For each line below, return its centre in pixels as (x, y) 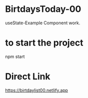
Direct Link (28, 76)
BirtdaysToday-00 (43, 9)
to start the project (44, 43)
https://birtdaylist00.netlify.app (37, 90)
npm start (15, 56)
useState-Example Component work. (43, 23)
